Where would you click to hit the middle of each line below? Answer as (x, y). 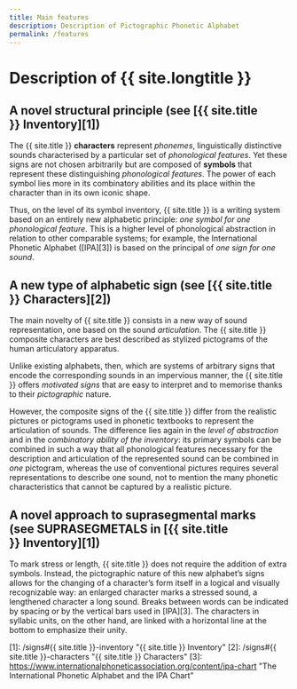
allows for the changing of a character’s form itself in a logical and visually (145, 583)
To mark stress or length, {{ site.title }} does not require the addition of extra (148, 564)
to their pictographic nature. (60, 394)
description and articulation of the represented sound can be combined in (144, 459)
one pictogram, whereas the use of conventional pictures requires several (144, 468)
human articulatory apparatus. (64, 349)
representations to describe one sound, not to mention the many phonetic (144, 478)
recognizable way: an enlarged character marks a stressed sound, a (133, 592)
